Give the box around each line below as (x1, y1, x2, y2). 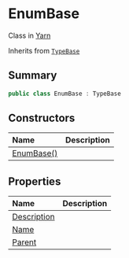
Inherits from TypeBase (8, 46, 80, 55)
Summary (8, 68, 57, 83)
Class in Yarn (8, 31, 51, 40)
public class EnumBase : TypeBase (8, 90, 122, 98)
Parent (12, 237, 37, 248)
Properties (8, 175, 61, 188)
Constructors (8, 112, 76, 125)
